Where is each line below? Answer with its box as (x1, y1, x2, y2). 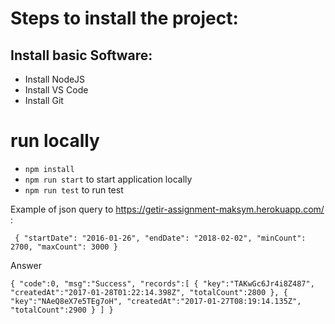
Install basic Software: (10, 47, 153, 64)
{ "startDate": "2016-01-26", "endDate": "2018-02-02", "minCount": (14, 233, 307, 243)
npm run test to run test (24, 183, 124, 196)
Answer (10, 259, 42, 271)
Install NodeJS (24, 73, 86, 85)
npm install (24, 164, 75, 174)
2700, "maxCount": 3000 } (10, 242, 118, 252)
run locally (10, 130, 100, 152)
